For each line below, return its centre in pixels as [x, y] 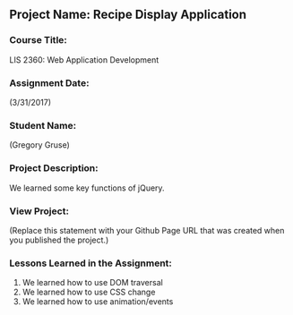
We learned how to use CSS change [89, 292]
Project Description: [54, 168]
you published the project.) [59, 240]
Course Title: [38, 40]
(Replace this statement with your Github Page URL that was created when [147, 230]
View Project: [39, 211]
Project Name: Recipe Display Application [128, 15]
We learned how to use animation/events [98, 302]
